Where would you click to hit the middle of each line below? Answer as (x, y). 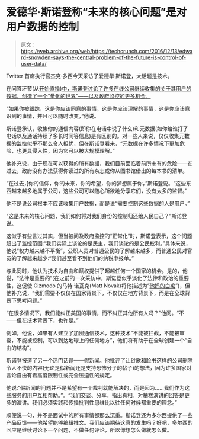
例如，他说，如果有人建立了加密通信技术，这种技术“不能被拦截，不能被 (93, 333)
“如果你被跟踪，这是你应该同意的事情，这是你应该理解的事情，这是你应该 (96, 108)
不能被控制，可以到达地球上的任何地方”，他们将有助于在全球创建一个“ (102, 340)
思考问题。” (29, 300)
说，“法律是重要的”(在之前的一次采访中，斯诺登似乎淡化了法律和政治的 (92, 278)
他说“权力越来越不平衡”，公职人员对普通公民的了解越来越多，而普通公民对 (97, 251)
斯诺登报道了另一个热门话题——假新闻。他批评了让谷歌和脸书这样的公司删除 (99, 360)
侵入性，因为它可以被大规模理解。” (73, 150)
